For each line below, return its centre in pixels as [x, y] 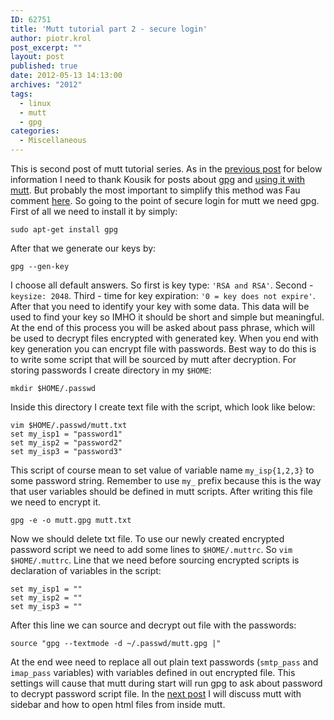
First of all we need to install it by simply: [94, 211]
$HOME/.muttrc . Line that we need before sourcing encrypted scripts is [155, 560]
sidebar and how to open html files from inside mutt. [118, 704]
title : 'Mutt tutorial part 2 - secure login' [109, 29]
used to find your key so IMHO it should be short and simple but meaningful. [167, 317]
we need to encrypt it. [56, 502]
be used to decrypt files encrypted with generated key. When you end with [164, 338]
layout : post [37, 57]
